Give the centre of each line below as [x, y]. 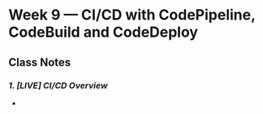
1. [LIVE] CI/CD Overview [58, 85]
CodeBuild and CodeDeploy [103, 32]
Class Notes [40, 62]
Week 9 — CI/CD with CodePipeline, [132, 15]
